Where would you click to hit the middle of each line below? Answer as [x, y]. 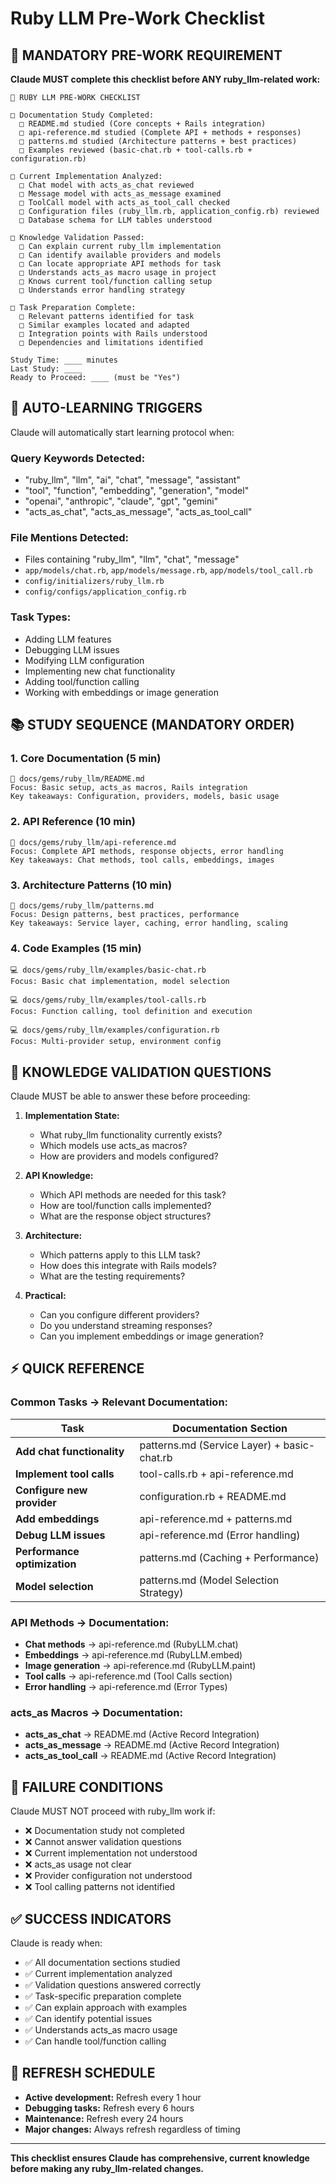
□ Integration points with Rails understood [113, 334]
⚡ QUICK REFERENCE [77, 1368]
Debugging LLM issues [72, 649]
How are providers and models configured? [129, 1156]
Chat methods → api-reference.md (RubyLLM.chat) [131, 1644]
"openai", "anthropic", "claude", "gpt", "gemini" [121, 501]
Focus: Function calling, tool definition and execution [131, 1012]
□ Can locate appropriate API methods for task [120, 264]
